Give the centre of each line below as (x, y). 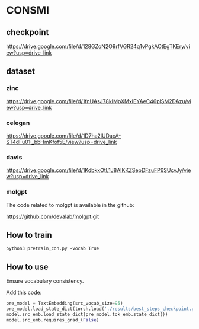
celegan (18, 123)
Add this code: (24, 293)
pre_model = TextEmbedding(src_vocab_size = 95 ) (65, 304)
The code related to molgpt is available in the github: (70, 205)
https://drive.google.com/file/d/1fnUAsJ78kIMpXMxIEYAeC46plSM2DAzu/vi (99, 101)
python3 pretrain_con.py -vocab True (53, 249)
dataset (21, 71)
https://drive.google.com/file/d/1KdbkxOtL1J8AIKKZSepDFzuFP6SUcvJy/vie (99, 170)
